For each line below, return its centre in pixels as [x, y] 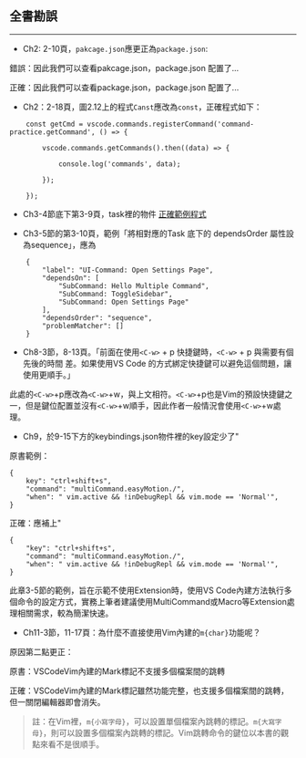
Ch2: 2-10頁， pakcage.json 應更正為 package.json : [115, 48]
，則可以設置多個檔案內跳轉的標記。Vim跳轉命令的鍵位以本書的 [162, 732]
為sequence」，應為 [59, 244]
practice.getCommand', [52, 132]
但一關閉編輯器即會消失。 [57, 701]
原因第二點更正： [41, 651]
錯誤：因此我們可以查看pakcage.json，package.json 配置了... [124, 67]
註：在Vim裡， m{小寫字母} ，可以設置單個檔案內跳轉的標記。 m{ [147, 721]
